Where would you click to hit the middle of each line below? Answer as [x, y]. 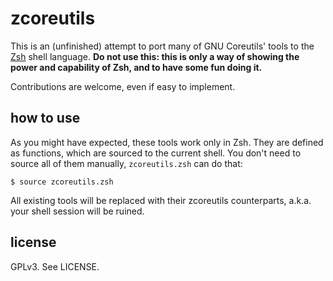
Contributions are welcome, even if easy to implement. [123, 86]
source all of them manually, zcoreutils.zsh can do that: [126, 163]
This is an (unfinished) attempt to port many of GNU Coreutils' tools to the [162, 46]
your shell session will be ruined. [77, 211]
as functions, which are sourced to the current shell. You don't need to [156, 153]
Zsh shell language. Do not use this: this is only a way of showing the [155, 56]
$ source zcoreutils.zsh [62, 182]
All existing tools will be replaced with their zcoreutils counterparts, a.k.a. [161, 200]
